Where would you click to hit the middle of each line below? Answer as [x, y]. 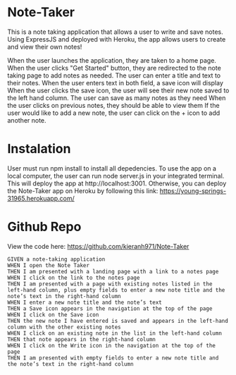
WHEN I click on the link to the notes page [74, 278]
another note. [27, 120]
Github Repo [44, 227]
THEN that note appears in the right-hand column [82, 339]
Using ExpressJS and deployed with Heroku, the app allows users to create [117, 39]
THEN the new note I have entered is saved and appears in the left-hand [118, 321]
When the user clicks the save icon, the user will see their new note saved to [118, 90]
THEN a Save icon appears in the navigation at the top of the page [110, 308]
